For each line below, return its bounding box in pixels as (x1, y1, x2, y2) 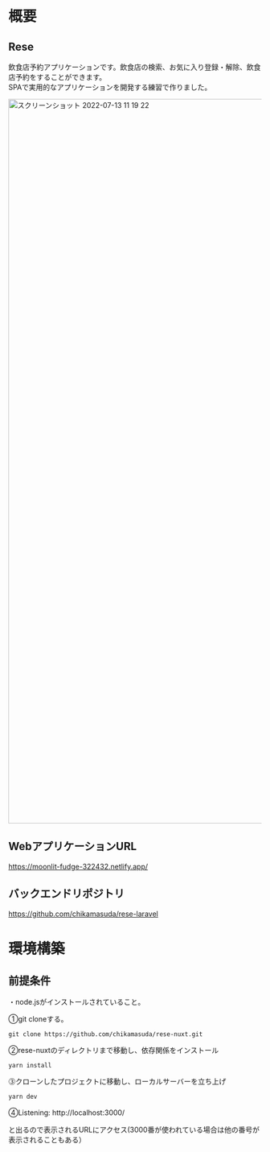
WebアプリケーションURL (8, 840, 137, 853)
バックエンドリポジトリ (8, 887, 125, 901)
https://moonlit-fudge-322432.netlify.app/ (8, 861, 149, 871)
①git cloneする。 (8, 1014, 68, 1023)
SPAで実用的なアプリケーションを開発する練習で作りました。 (8, 82, 212, 92)
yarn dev (8, 1092, 38, 1100)
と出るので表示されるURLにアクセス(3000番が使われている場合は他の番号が (8, 1125, 260, 1134)
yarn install (8, 1061, 52, 1069)
